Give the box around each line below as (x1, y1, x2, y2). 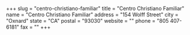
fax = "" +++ (20, 23, 51, 30)
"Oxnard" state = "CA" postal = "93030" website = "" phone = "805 (6, 17, 169, 24)
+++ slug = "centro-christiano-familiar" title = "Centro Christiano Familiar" (6, 5, 185, 12)
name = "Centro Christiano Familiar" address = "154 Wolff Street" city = (6, 11, 179, 18)
